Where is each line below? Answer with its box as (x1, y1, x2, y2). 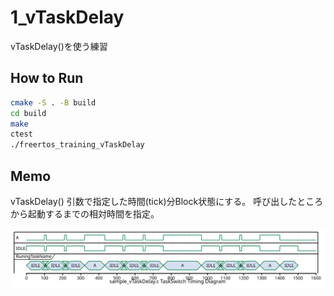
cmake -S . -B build (10, 97, 97, 108)
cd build (10, 108, 47, 118)
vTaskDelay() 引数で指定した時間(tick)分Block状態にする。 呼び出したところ (10, 195, 324, 207)
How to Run (10, 70, 84, 87)
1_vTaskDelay (10, 6, 125, 29)
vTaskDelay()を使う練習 (10, 40, 108, 52)
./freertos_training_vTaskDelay (10, 140, 145, 150)
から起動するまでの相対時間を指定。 (10, 207, 160, 220)
